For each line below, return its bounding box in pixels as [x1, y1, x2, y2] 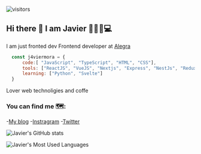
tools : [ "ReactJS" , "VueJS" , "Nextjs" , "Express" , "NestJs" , [22, 65, 178, 71]
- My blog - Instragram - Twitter [6, 118, 80, 125]
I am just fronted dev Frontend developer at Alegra [6, 42, 130, 50]
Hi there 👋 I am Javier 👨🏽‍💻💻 [6, 24, 112, 34]
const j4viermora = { [11, 54, 66, 60]
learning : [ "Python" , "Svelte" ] [22, 70, 103, 77]
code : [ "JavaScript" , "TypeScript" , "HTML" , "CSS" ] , [22, 60, 157, 66]
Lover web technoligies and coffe [6, 87, 89, 94]
